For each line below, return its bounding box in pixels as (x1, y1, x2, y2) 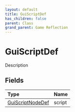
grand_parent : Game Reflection (5, 25, 68, 30)
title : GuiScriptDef (5, 12, 47, 17)
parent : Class (5, 20, 34, 26)
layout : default (5, 7, 38, 12)
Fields (5, 76, 24, 85)
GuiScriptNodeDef (7, 99, 49, 106)
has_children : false (5, 16, 47, 21)
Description (5, 62, 28, 68)
